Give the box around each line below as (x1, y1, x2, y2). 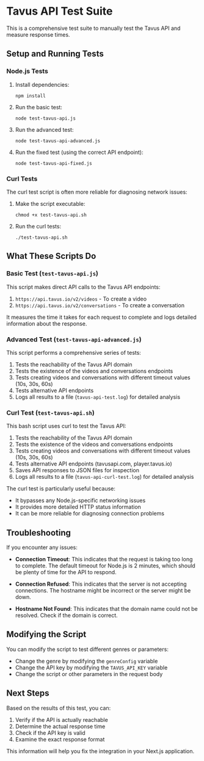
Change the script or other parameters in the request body (15, 670, 163, 677)
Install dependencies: (15, 81, 70, 88)
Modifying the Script (6, 629, 87, 639)
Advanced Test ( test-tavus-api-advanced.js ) (6, 335, 142, 343)
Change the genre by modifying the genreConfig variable (15, 657, 158, 665)
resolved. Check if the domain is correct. (15, 612, 118, 619)
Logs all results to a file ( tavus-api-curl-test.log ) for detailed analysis (15, 473, 194, 481)
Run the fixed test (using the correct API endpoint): (15, 148, 144, 156)
